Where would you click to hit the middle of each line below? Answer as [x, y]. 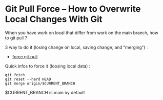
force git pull [25, 56]
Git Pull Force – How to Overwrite [73, 9]
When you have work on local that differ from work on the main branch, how [82, 33]
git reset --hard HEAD [28, 79]
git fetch [15, 75]
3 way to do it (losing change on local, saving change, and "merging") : [76, 47]
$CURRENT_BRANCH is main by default [45, 92]
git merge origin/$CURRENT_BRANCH [40, 83]
